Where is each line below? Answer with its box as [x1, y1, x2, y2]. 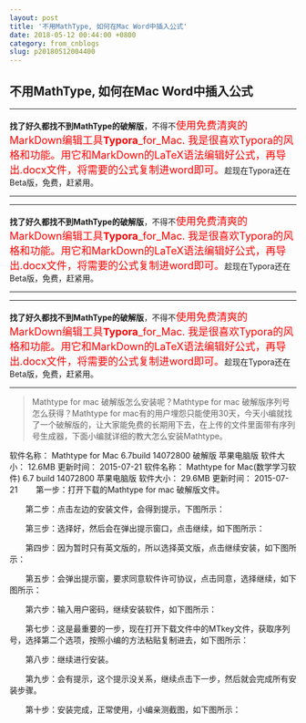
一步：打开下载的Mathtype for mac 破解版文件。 [44, 484, 225, 495]
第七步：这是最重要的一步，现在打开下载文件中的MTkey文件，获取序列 [25, 623, 291, 634]
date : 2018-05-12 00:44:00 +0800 [9, 30, 137, 39]
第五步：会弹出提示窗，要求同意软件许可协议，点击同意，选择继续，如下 [25, 573, 297, 584]
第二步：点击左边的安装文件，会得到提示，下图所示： [25, 503, 225, 514]
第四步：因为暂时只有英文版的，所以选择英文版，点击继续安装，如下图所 [25, 542, 297, 553]
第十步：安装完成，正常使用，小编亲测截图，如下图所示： [25, 704, 241, 715]
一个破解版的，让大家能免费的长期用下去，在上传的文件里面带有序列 [39, 418, 296, 429]
